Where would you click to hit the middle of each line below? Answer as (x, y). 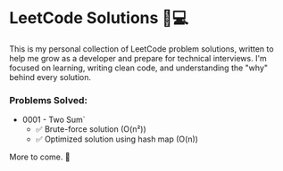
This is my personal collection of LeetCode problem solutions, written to (141, 49)
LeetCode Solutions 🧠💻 (99, 18)
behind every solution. (50, 77)
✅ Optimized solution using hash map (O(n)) (117, 139)
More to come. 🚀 (40, 157)
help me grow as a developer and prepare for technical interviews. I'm (138, 58)
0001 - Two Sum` (54, 120)
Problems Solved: (48, 100)
